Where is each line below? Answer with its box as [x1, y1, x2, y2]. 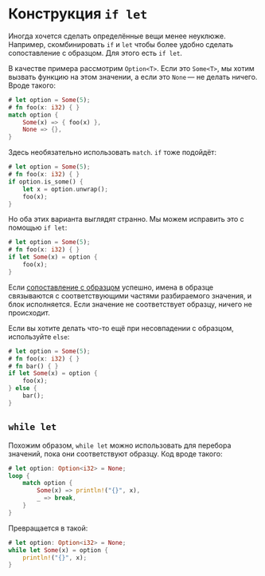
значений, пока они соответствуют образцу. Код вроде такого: [8, 448, 223, 459]
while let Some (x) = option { [8, 546, 109, 554]
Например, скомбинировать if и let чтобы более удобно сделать [8, 39, 233, 49]
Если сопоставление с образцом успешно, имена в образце [8, 282, 213, 292]
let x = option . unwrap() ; [22, 185, 109, 193]
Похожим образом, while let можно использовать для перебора [8, 440, 232, 450]
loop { [8, 471, 30, 479]
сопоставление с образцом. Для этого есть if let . [8, 48, 183, 57]
